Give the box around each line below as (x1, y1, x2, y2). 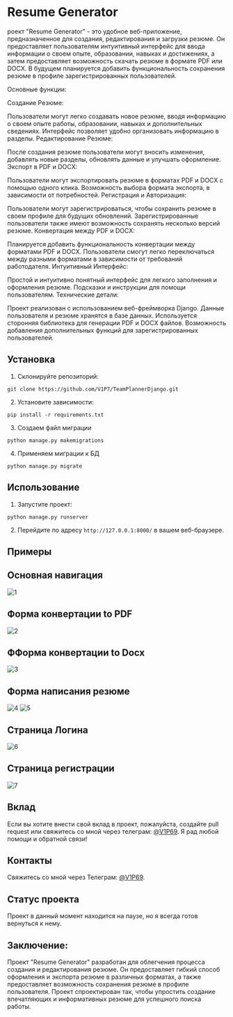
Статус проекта (7, 893, 80, 905)
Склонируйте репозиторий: (17, 372, 99, 380)
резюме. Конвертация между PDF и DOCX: (7, 226, 136, 235)
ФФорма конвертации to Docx (7, 647, 145, 659)
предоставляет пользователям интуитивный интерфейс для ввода (7, 42, 205, 50)
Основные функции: (7, 85, 67, 93)
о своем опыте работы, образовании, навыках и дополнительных (7, 119, 203, 127)
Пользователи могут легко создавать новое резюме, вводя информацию (7, 112, 226, 120)
